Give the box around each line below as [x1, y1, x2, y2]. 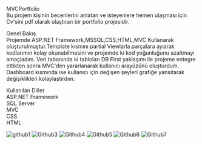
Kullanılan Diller [6, 87, 45, 94]
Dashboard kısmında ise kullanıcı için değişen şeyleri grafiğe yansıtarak [6, 69, 185, 75]
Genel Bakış [6, 30, 36, 37]
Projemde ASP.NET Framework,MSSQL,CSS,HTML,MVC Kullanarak [6, 36, 174, 43]
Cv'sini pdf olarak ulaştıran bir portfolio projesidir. [6, 18, 130, 25]
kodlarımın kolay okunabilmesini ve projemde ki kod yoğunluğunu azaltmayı [6, 49, 195, 57]
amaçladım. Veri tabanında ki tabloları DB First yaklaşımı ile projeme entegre [6, 56, 196, 63]
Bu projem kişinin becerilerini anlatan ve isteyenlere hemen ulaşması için [6, 12, 187, 19]
